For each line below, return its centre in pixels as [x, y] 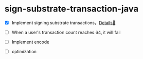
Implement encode [30, 42]
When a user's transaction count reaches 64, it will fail [66, 32]
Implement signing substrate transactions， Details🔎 [63, 23]
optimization [24, 52]
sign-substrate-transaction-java [72, 9]
